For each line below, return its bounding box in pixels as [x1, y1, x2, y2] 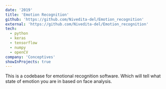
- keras [10, 36, 26, 41]
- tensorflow [10, 40, 38, 46]
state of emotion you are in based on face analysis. [5, 78, 112, 84]
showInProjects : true [5, 59, 51, 64]
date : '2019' [5, 7, 33, 13]
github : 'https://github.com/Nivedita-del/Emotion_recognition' [5, 17, 144, 22]
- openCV [10, 50, 28, 55]
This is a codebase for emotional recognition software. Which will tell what [5, 73, 161, 79]
